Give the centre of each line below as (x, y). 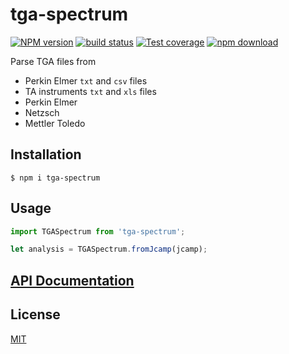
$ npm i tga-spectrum (55, 178)
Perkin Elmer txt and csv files (86, 80)
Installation (46, 154)
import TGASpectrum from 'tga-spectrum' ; (98, 231)
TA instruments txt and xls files (90, 91)
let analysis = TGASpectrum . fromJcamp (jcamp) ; (109, 249)
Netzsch (42, 112)
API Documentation (72, 280)
